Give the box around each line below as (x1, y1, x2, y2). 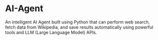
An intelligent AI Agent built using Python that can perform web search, (5, 19, 150, 25)
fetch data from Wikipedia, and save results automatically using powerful (5, 24, 154, 30)
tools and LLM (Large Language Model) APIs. (5, 29, 97, 35)
